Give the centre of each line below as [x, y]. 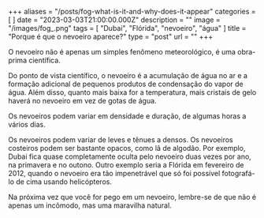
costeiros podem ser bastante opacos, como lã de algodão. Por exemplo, [127, 148]
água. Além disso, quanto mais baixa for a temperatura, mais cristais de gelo [132, 92]
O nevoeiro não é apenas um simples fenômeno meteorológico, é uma [122, 52]
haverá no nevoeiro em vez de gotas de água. [82, 101]
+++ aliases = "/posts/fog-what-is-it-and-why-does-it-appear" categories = [132, 11]
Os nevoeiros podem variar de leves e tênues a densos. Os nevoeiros [121, 140]
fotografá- [238, 173]
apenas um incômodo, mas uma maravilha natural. [90, 205]
